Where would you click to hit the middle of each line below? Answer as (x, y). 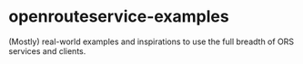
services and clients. (47, 50)
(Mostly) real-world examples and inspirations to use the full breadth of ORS (151, 41)
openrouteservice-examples (119, 17)
